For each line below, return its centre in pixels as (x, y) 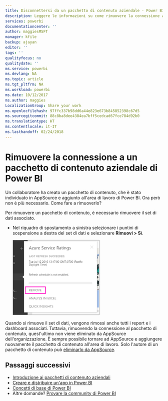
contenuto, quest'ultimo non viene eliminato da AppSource (66, 333)
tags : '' (14, 52)
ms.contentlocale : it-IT (31, 127)
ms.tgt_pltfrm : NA (24, 84)
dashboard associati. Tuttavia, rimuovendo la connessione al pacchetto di (81, 328)
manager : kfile (21, 37)
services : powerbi (24, 21)
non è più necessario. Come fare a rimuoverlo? (53, 203)
